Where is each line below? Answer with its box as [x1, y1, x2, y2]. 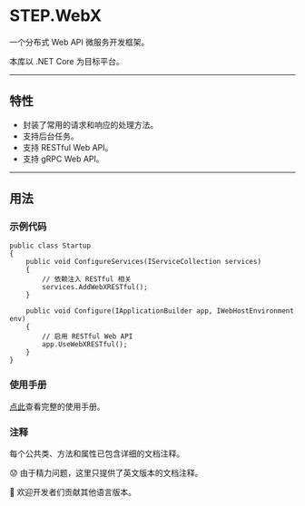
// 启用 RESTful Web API [42, 332, 133, 341]
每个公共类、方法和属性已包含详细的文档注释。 [9, 448, 184, 459]
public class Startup [9, 241, 92, 250]
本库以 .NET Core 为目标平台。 [9, 55, 124, 66]
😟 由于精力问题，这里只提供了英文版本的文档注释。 [9, 468, 203, 479]
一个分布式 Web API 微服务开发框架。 [9, 36, 150, 47]
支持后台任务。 [22, 131, 79, 141]
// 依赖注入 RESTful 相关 [42, 275, 132, 284]
